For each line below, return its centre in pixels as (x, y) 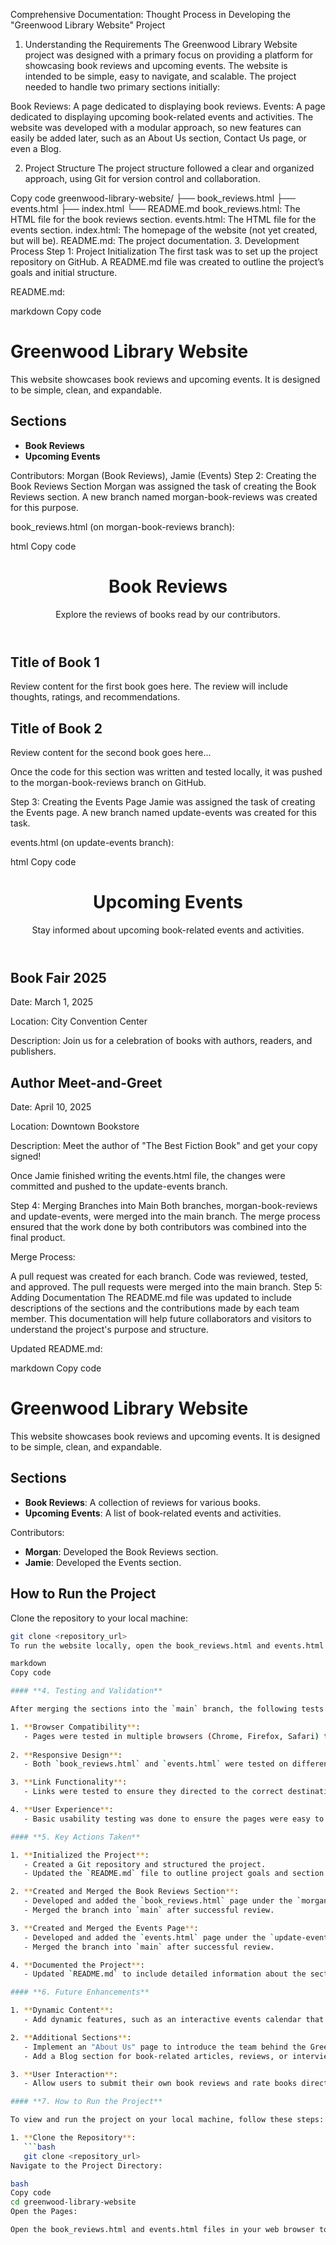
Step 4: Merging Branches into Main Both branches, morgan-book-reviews (164, 1206)
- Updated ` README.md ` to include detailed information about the (165, 1974)
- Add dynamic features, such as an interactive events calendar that (174, 2020)
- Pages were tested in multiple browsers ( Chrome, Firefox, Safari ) (171, 1736)
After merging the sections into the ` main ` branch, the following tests (167, 1709)
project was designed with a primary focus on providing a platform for (169, 55)
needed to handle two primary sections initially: (122, 87)
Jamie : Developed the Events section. (103, 1562)
